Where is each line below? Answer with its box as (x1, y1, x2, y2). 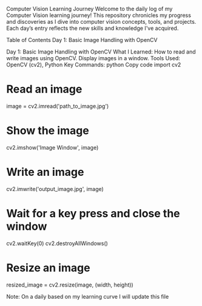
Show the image (6, 124, 89, 137)
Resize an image (6, 261, 90, 274)
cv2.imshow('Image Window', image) (6, 144, 99, 151)
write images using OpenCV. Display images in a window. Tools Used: (6, 55, 181, 61)
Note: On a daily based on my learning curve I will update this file (6, 293, 169, 300)
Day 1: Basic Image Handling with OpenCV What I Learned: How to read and (6, 48, 196, 55)
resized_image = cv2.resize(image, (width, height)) (6, 281, 133, 288)
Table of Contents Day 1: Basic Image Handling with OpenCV (6, 37, 158, 43)
